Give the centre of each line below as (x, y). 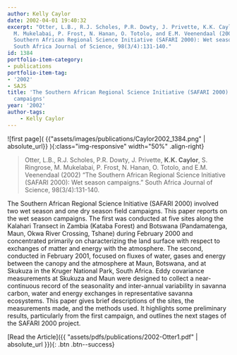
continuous (24, 285)
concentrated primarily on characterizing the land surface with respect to (114, 241)
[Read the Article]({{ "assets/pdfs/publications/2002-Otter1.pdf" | (103, 337)
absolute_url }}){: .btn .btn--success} (61, 344)
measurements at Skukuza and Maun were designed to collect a (101, 278)
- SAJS (17, 86)
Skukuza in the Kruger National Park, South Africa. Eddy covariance (106, 270)
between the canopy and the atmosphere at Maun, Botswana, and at (107, 263)
